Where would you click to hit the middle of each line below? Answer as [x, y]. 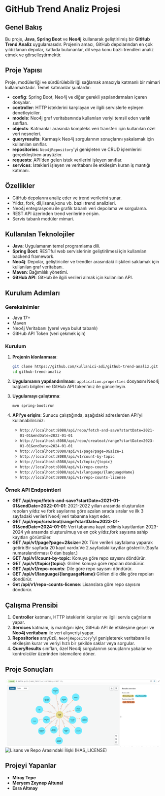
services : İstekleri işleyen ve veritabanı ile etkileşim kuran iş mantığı [81, 165]
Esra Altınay [25, 788]
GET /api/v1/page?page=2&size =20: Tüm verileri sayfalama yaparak [82, 543]
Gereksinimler [22, 307]
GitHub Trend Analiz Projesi [63, 9]
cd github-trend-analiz [37, 372]
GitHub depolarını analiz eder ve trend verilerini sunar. [67, 198]
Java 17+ [21, 318]
